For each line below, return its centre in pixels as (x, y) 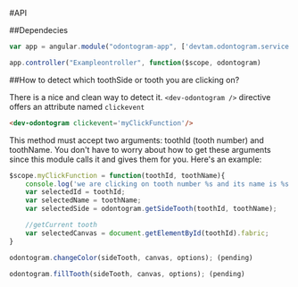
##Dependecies (39, 30)
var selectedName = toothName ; (83, 200)
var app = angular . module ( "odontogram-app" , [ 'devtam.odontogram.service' (151, 46)
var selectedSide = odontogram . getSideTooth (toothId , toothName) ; (151, 209)
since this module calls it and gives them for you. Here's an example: (136, 159)
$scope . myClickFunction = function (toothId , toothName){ (117, 175)
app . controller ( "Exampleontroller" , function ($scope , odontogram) (135, 63)
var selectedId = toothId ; (75, 192)
